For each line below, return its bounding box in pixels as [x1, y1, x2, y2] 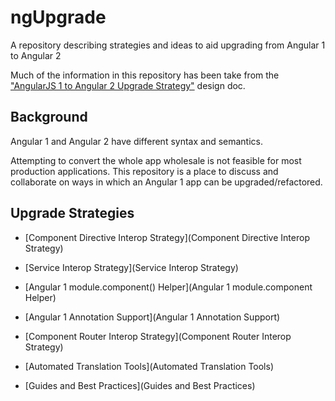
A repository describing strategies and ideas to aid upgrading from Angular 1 [10, 39, 326, 51]
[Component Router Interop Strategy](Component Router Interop [24, 330, 292, 342]
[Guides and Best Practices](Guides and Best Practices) [24, 379, 256, 391]
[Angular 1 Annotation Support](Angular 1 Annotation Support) [24, 311, 281, 323]
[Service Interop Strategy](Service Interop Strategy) [24, 261, 239, 273]
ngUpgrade [10, 6, 107, 29]
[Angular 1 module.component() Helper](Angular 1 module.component [24, 281, 313, 293]
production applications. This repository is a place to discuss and [10, 165, 279, 177]
